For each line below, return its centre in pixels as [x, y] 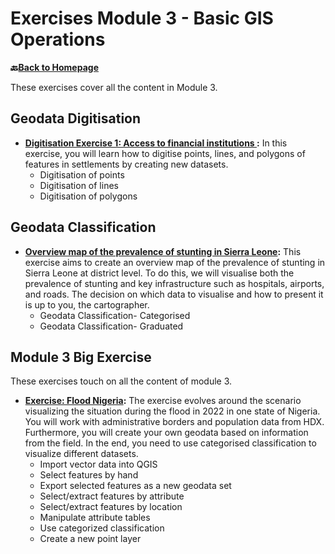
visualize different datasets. [81, 454]
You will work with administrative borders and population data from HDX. [174, 422]
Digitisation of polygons [88, 196]
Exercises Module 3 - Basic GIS [142, 18]
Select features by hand [89, 475]
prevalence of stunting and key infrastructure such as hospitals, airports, [174, 283]
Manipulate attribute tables [95, 518]
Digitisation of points [82, 174]
